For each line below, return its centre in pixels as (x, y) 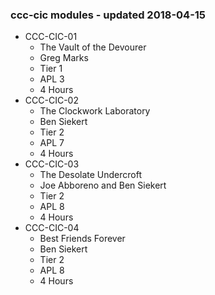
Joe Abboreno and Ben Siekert (103, 185)
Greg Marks (64, 58)
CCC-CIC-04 (52, 228)
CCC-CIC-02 (51, 100)
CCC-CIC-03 (52, 164)
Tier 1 (51, 69)
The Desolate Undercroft (91, 175)
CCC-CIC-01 (51, 37)
